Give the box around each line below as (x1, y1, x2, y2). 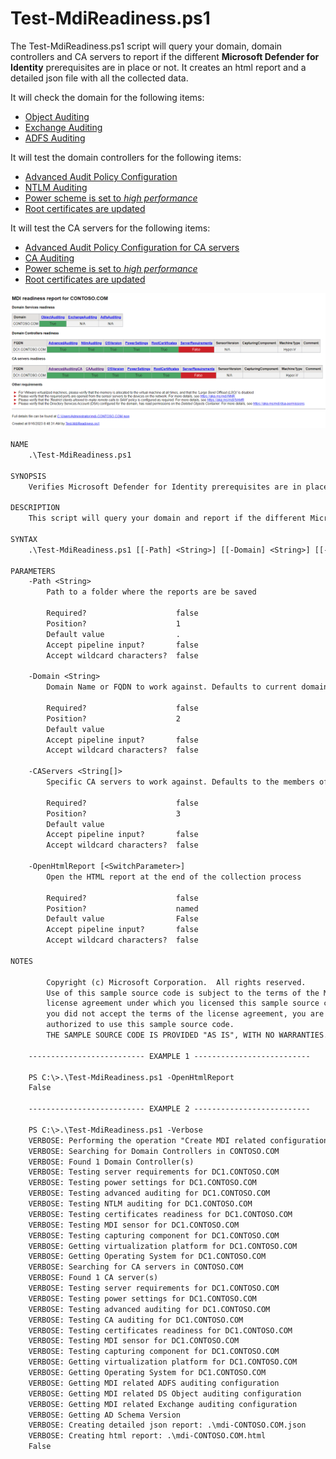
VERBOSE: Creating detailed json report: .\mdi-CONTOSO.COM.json (28, 1420, 307, 1431)
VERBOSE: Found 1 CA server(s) (28, 1273, 159, 1283)
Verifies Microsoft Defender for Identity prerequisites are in (28, 482, 302, 492)
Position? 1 (46, 618, 182, 629)
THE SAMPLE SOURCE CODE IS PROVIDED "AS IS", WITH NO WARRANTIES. (46, 1030, 329, 1040)
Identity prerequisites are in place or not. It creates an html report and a (10, 61, 307, 73)
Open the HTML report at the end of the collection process (46, 872, 302, 882)
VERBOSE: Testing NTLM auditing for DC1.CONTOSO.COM (28, 1199, 253, 1209)
